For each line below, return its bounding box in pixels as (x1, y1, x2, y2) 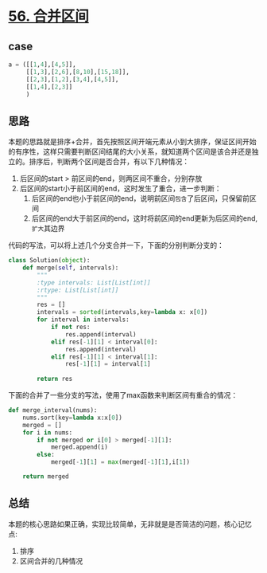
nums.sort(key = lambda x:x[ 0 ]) (22, 414, 123, 422)
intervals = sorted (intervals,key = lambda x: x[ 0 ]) (37, 308, 208, 316)
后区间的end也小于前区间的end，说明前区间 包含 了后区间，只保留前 (31, 194, 250, 203)
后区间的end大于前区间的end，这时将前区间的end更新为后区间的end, (31, 214, 258, 223)
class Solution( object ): (8, 257, 91, 265)
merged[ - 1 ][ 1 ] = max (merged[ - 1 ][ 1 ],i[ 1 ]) (50, 458, 191, 466)
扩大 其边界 (31, 224, 65, 234)
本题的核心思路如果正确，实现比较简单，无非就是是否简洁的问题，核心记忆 (8, 519, 252, 528)
